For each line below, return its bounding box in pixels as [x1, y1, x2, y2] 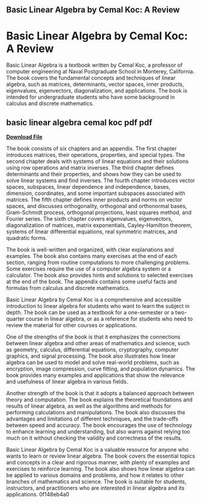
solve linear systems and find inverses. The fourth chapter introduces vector [6, 177, 196, 184]
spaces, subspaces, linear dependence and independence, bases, [6, 183, 171, 191]
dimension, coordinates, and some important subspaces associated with [6, 189, 185, 197]
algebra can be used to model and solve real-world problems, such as [6, 359, 179, 366]
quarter [6, 315, 25, 322]
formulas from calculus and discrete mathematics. [6, 284, 130, 292]
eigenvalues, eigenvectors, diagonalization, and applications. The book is [6, 87, 188, 94]
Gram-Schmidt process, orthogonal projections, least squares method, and [6, 209, 192, 216]
